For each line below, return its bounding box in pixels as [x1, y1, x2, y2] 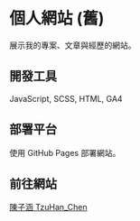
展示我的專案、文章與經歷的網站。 [9, 40, 136, 51]
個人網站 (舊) [9, 8, 105, 29]
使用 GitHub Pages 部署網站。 [9, 147, 121, 158]
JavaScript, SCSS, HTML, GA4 [9, 93, 124, 104]
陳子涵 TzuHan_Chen [9, 202, 88, 213]
